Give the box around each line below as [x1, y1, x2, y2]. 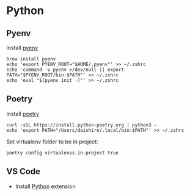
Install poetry [6, 110, 40, 117]
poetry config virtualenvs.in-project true [6, 150, 119, 156]
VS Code [6, 166, 41, 177]
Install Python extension [15, 183, 76, 190]
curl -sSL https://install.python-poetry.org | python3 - [6, 122, 157, 128]
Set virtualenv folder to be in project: [6, 138, 99, 145]
